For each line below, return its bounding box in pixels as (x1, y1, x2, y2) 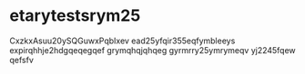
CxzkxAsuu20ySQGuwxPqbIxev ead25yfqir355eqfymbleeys (9, 35, 236, 46)
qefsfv (9, 54, 35, 65)
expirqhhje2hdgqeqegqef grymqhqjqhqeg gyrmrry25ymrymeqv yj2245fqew (9, 44, 296, 55)
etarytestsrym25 (9, 5, 141, 26)
